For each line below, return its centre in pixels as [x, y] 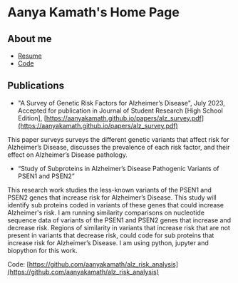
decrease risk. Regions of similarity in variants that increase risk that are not [119, 227]
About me [30, 39]
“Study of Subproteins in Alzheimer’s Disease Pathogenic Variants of [118, 168]
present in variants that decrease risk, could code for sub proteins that [111, 235]
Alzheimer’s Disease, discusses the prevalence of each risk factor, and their [119, 147]
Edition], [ [32, 118]
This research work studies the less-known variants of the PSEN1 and [109, 190]
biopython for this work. [42, 250]
